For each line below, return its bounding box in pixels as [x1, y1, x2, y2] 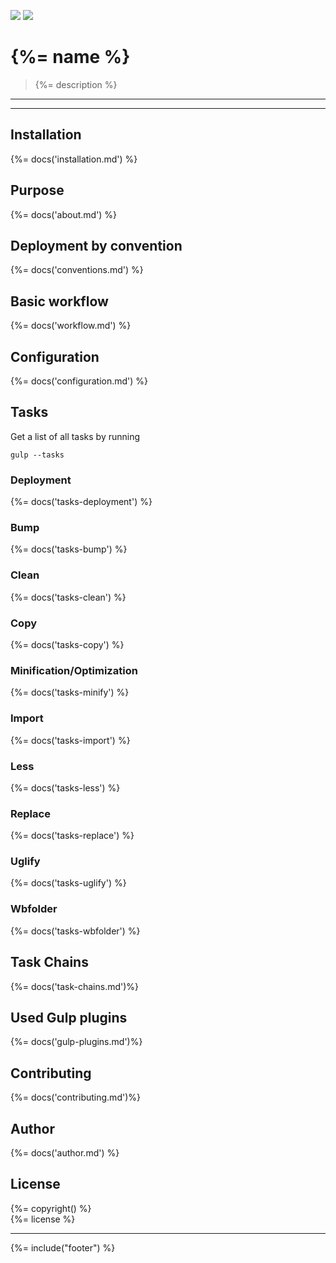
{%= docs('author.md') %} [10, 1147, 120, 1159]
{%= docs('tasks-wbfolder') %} [10, 925, 141, 937]
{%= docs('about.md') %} [10, 208, 118, 220]
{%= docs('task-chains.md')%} [10, 980, 140, 992]
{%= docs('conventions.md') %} [10, 264, 144, 276]
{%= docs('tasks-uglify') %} [10, 877, 127, 889]
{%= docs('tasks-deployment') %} [10, 496, 153, 508]
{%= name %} [10, 46, 131, 69]
